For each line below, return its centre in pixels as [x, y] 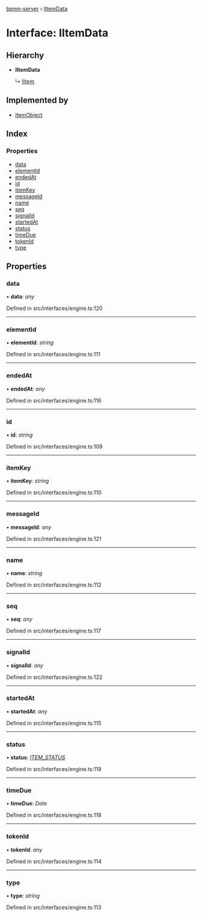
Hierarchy [25, 55]
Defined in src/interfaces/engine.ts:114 [54, 861]
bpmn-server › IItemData [37, 9]
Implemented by [37, 100]
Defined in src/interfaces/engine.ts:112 [54, 585]
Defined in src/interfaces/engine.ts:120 [54, 308]
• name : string [24, 573]
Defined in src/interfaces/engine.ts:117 [54, 631]
